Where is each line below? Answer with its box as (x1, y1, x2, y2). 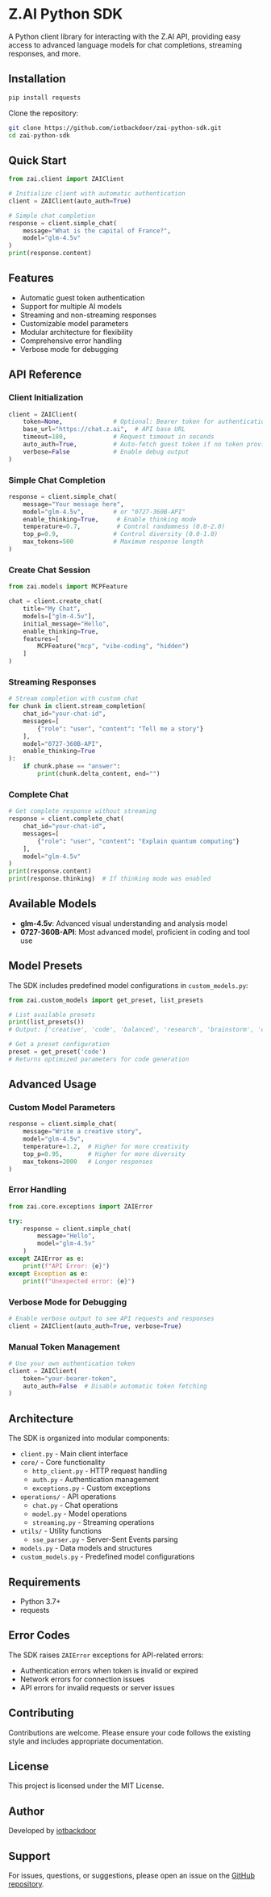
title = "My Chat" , (23, 605, 81, 613)
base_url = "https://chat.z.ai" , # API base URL (23, 425, 186, 433)
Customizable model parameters (19, 318, 129, 328)
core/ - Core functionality (19, 1458, 106, 1468)
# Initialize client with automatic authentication (8, 190, 186, 198)
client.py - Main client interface (19, 1449, 129, 1459)
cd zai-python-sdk (8, 131, 70, 140)
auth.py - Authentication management (31, 1475, 160, 1485)
